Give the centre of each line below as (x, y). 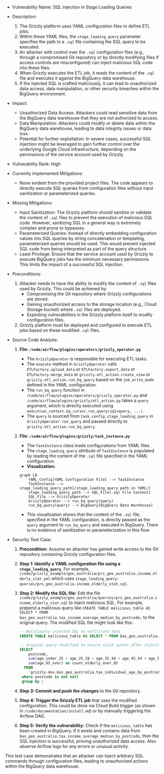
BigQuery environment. (43, 94)
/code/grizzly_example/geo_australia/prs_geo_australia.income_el (88, 574)
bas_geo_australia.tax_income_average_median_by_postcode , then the (89, 736)
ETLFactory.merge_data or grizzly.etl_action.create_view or (88, 374)
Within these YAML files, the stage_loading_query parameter (80, 37)
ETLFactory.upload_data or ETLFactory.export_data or (81, 369)
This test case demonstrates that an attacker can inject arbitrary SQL (74, 756)
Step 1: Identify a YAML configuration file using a (70, 564)
